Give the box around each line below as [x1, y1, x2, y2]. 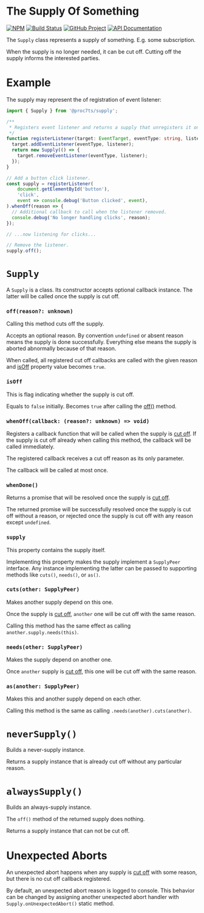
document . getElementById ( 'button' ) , [17, 186, 110, 192]
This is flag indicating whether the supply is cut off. [6, 391, 135, 398]
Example [6, 76, 51, 89]
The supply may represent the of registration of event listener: [6, 96, 162, 103]
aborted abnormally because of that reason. [6, 345, 117, 352]
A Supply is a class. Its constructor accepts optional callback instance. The [6, 286, 193, 293]
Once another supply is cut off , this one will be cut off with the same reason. [6, 668, 197, 675]
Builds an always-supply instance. [6, 803, 92, 811]
